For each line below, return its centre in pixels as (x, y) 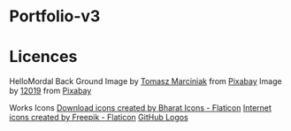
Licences (43, 57)
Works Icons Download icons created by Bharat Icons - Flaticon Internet (141, 108)
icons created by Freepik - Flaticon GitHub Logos (99, 118)
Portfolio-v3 (55, 16)
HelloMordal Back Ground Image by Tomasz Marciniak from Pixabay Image (145, 81)
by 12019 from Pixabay (50, 91)
